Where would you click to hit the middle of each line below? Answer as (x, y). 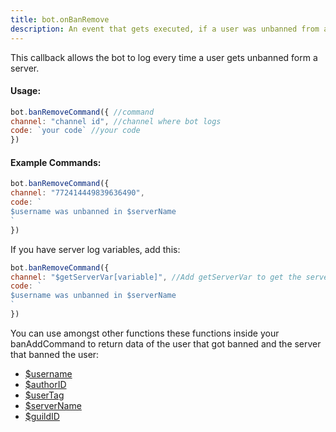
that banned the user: (55, 354)
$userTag (44, 395)
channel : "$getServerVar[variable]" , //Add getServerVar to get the (156, 277)
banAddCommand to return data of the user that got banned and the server (166, 343)
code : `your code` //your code (75, 131)
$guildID (42, 416)
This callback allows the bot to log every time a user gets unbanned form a (164, 57)
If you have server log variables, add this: (95, 249)
